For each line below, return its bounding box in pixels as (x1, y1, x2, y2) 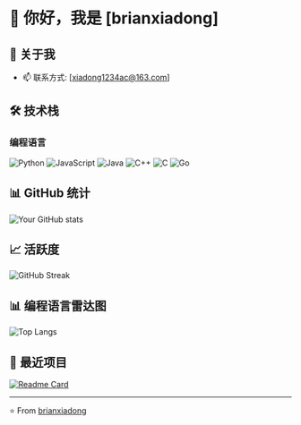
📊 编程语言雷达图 (9, 298, 107, 313)
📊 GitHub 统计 (9, 185, 91, 201)
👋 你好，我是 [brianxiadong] (9, 8, 219, 29)
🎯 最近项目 (9, 354, 67, 370)
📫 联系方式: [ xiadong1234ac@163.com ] (21, 72, 170, 82)
